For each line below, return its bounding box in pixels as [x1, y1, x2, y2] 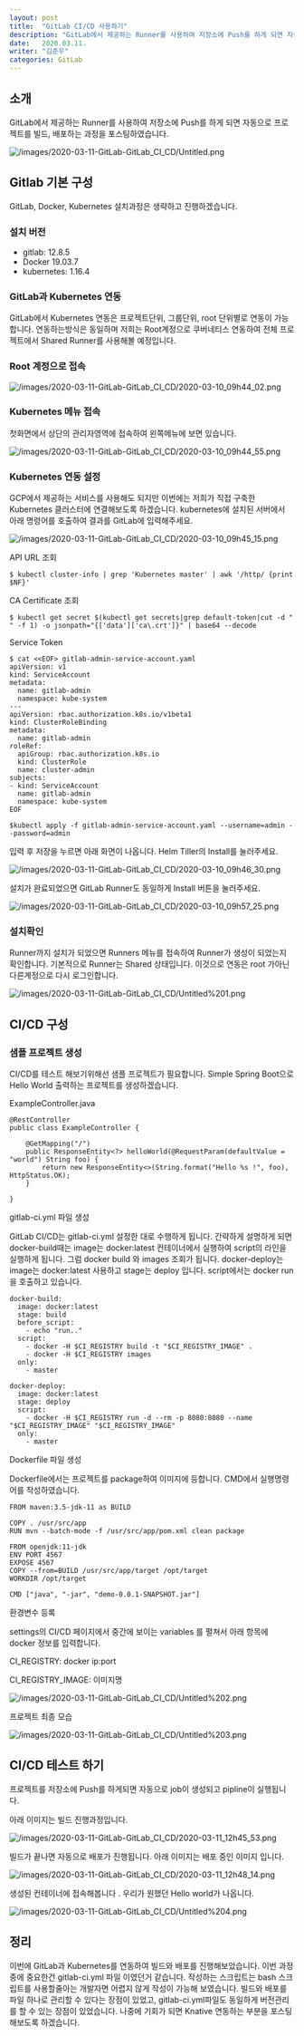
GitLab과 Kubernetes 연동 [9, 290, 122, 303]
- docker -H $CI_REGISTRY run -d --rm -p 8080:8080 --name [25, 1414, 253, 1423]
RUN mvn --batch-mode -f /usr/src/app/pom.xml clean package [9, 1527, 245, 1536]
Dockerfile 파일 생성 [9, 1454, 82, 1465]
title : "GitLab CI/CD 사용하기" [9, 22, 128, 31]
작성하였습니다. [25, 1485, 80, 1496]
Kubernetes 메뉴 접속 [9, 405, 101, 418]
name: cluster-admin [17, 766, 95, 775]
